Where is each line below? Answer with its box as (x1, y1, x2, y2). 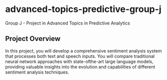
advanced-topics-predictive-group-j (5, 3, 161, 15)
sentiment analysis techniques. (5, 69, 69, 75)
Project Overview (5, 34, 61, 43)
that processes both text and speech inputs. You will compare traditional (5, 53, 155, 59)
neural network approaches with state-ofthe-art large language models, (5, 58, 154, 64)
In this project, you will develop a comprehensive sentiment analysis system (5, 47, 162, 53)
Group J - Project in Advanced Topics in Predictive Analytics (5, 20, 130, 26)
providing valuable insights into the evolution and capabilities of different (5, 63, 155, 69)
